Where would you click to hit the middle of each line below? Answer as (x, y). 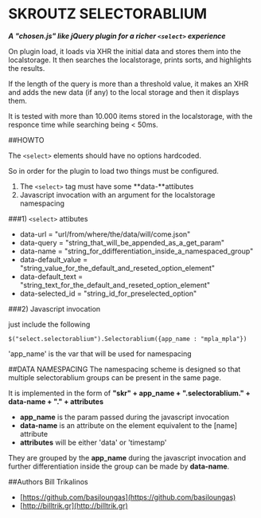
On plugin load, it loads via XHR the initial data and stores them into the (125, 51)
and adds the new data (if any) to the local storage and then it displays (124, 92)
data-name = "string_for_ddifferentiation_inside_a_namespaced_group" (136, 251)
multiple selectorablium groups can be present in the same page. (115, 377)
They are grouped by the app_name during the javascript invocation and (127, 457)
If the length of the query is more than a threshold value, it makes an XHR (129, 84)
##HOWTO (26, 139)
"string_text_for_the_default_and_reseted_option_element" (115, 285)
